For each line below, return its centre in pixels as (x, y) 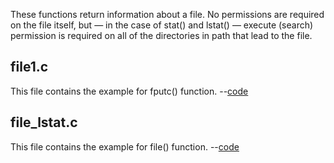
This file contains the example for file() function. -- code (125, 146)
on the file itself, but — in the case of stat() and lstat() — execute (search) (162, 25)
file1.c (29, 67)
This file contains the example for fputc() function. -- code (129, 91)
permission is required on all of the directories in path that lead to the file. (161, 35)
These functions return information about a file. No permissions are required (167, 14)
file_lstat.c (44, 122)
